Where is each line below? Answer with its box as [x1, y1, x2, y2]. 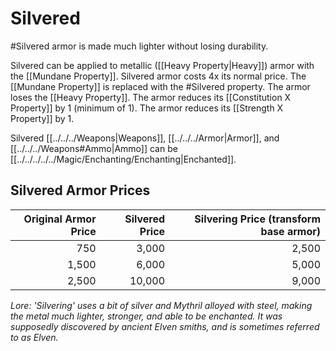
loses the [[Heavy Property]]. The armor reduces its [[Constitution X [10, 91, 292, 103]
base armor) [260, 224, 321, 238]
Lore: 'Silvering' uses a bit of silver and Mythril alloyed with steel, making [10, 299, 313, 311]
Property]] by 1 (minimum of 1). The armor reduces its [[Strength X [10, 102, 284, 114]
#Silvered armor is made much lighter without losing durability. [10, 40, 269, 52]
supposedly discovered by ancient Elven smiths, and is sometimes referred [10, 320, 320, 332]
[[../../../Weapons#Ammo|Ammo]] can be [10, 142, 178, 154]
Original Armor [23, 212, 97, 226]
